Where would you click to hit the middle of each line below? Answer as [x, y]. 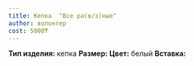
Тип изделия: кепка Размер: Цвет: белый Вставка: [97, 54]
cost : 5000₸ [28, 31]
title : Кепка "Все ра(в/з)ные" [62, 16]
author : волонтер [37, 23]
